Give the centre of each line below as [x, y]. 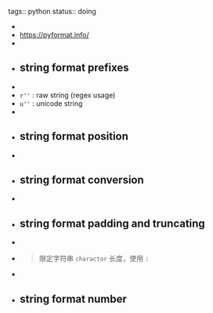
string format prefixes [74, 68]
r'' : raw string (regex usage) [67, 95]
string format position [74, 136]
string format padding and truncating [112, 223]
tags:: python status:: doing [52, 11]
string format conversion [82, 180]
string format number [73, 298]
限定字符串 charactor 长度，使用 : [94, 259]
